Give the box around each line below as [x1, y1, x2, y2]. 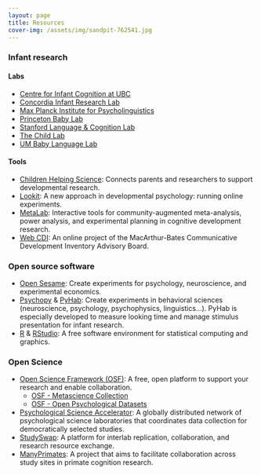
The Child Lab [19, 130, 65, 140]
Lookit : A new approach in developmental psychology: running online [19, 191, 244, 200]
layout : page [8, 11, 51, 20]
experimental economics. [19, 287, 102, 296]
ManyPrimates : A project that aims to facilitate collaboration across [19, 449, 237, 459]
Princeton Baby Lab [19, 114, 84, 123]
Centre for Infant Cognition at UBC [19, 89, 131, 98]
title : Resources [8, 19, 65, 27]
